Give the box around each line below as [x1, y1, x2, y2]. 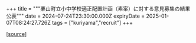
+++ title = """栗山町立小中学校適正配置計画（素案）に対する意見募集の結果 [6, 5, 191, 12]
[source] [6, 31, 27, 37]
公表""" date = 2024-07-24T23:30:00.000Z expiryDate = [6, 12, 145, 19]
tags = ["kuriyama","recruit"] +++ [52, 19, 133, 26]
